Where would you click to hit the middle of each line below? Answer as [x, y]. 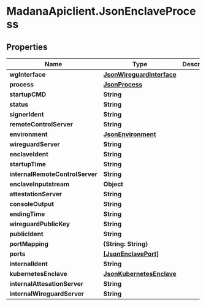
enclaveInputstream [39, 184]
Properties [27, 47]
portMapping [29, 244]
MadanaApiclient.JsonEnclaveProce [101, 11]
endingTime [27, 214]
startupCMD [28, 94]
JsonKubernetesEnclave [140, 274]
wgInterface [28, 75]
